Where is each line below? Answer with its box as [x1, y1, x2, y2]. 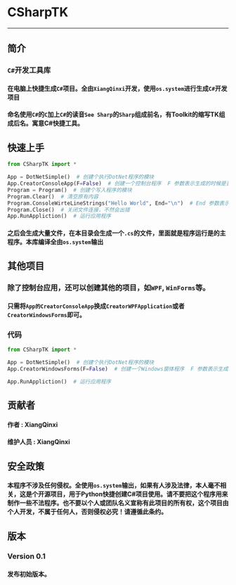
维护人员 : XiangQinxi [7, 437, 70, 446]
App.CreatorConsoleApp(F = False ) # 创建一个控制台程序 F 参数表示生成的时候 [7, 180, 221, 187]
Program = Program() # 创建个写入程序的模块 [7, 186, 132, 193]
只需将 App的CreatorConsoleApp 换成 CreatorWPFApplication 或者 [7, 302, 185, 310]
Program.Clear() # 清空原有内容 [7, 193, 99, 200]
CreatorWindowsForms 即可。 [7, 310, 86, 319]
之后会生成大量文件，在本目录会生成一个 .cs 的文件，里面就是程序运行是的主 [7, 229, 226, 237]
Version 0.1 [7, 551, 46, 561]
